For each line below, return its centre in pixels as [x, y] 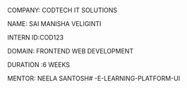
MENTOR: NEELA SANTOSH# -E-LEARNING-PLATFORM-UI [94, 78]
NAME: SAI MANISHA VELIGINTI [54, 24]
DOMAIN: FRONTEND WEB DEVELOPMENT [71, 51]
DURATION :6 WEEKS [39, 65]
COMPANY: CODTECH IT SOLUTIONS [62, 10]
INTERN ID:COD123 [36, 37]
